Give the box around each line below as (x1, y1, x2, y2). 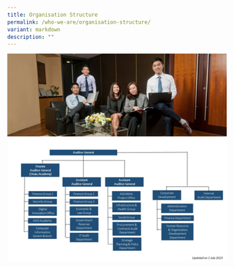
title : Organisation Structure (7, 11, 98, 18)
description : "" (7, 33, 54, 40)
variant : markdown (7, 26, 61, 33)
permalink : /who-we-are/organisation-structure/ (7, 18, 151, 26)
